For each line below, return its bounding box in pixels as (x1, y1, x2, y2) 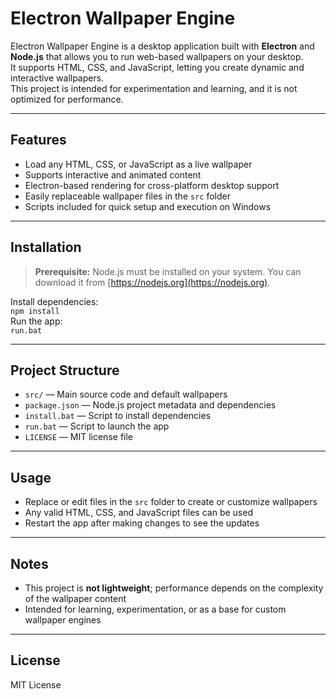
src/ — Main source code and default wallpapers (24, 388, 228, 401)
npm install (10, 306, 60, 316)
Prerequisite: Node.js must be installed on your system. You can (34, 265, 302, 277)
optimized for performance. (10, 93, 124, 105)
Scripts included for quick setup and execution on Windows (24, 200, 272, 212)
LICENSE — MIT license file (24, 431, 134, 443)
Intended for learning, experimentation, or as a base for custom (24, 603, 287, 615)
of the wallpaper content (24, 593, 127, 604)
